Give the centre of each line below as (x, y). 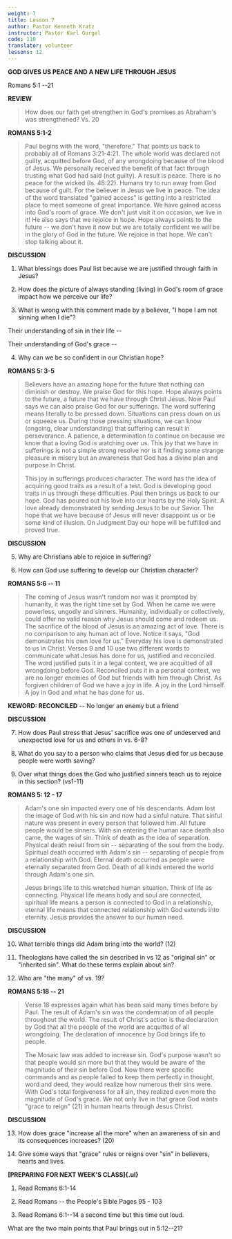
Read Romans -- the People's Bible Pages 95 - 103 (90, 1201)
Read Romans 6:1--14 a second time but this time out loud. (101, 1215)
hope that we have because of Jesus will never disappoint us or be (120, 515)
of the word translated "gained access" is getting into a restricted (118, 197)
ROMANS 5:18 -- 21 (36, 991)
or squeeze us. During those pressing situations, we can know (113, 421)
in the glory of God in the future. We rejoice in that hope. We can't (118, 234)
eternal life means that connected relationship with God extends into (122, 909)
